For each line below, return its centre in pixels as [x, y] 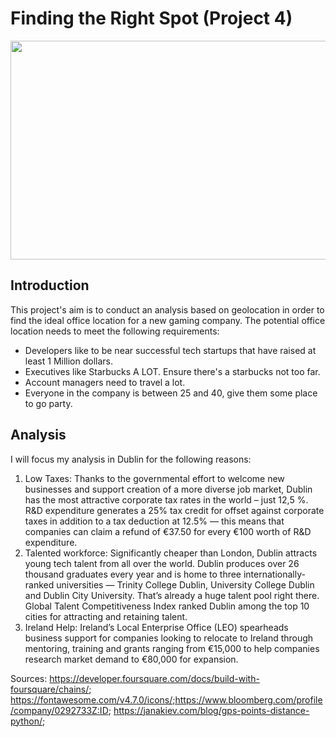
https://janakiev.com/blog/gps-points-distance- [211, 710]
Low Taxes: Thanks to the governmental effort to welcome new [154, 478]
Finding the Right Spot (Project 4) [151, 18]
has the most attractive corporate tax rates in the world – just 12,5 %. [166, 499]
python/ [26, 721]
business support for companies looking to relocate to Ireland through [169, 638]
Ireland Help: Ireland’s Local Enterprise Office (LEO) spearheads [156, 627]
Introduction [50, 285]
